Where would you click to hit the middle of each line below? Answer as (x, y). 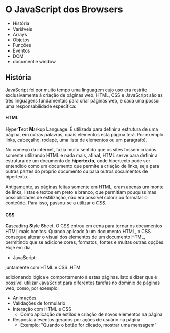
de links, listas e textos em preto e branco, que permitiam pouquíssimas (81, 192)
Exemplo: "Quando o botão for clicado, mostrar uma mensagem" (88, 325)
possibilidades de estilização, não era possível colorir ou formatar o (76, 197)
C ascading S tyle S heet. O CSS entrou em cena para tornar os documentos (84, 226)
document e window (34, 61)
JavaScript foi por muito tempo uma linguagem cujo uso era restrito (76, 90)
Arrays (20, 34)
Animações (25, 298)
